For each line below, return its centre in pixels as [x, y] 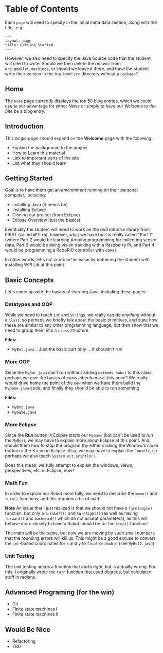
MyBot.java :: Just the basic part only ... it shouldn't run [67, 349]
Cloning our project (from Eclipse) [46, 215]
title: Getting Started [29, 45]
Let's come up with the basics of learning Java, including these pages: [76, 292]
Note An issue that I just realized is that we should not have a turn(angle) [79, 508]
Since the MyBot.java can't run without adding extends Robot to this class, [79, 372]
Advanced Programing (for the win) [60, 592]
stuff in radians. [21, 577]
